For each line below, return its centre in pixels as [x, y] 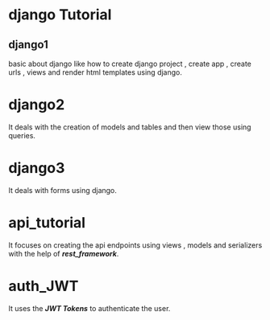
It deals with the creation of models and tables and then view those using [130, 127]
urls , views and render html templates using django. [96, 72]
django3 [37, 168]
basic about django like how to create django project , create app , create [130, 64]
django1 [28, 45]
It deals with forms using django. [62, 190]
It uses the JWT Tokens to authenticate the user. [89, 308]
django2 [37, 105]
